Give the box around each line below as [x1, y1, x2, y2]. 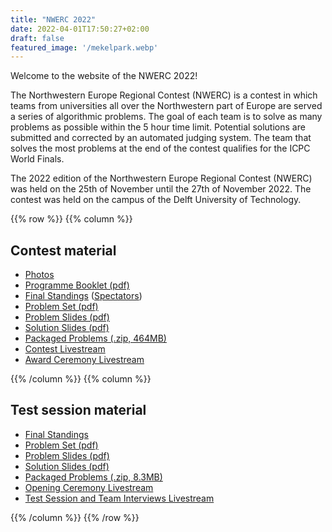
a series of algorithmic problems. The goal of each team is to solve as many [10, 111, 323, 123]
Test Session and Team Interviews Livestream [24, 492, 215, 504]
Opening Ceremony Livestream [24, 481, 154, 493]
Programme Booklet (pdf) [24, 279, 130, 291]
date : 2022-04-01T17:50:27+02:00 [10, 24, 150, 34]
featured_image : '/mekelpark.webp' [10, 42, 159, 53]
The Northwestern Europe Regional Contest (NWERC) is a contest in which [10, 89, 318, 101]
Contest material [10, 242, 117, 259]
